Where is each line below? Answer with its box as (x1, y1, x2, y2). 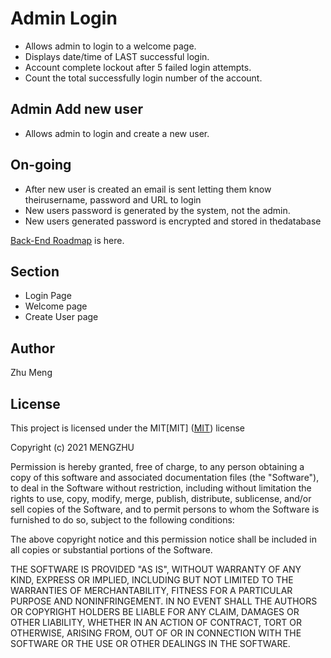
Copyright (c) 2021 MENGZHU (10, 442, 135, 453)
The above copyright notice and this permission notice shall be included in (10, 533, 317, 545)
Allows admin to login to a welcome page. (24, 40, 197, 52)
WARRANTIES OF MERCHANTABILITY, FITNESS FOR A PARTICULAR (10, 585, 293, 596)
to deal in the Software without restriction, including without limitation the (10, 482, 312, 494)
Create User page (24, 311, 99, 323)
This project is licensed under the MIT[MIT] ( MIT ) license (10, 422, 245, 434)
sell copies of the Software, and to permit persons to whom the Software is (10, 503, 320, 515)
